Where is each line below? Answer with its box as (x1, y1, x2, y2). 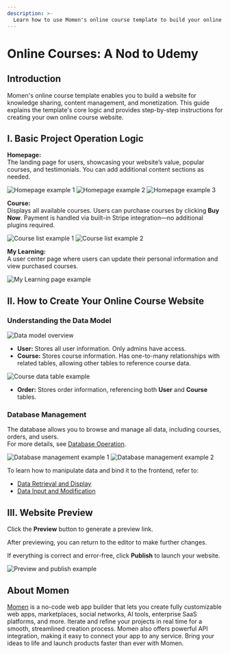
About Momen (7, 584, 70, 596)
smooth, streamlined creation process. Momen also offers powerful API (7, 624, 209, 633)
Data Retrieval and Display (16, 480, 92, 488)
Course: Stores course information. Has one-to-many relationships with (16, 352, 220, 360)
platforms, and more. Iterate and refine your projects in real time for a (7, 617, 203, 625)
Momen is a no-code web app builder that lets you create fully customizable (7, 603, 222, 611)
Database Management (7, 410, 87, 419)
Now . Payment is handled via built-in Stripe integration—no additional (7, 213, 204, 222)
